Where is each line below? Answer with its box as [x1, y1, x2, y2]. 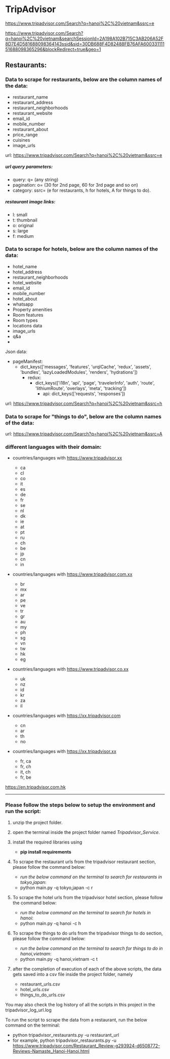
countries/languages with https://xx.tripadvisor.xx [12, 748, 116, 754]
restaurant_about [12, 126, 49, 132]
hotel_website [12, 279, 42, 285]
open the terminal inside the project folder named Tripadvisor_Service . [12, 829, 160, 835]
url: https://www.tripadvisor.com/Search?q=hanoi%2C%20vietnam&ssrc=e [5, 152, 162, 158]
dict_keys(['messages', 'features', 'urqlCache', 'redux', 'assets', [20, 363, 152, 370]
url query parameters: [5, 163, 53, 170]
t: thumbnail [12, 217, 38, 223]
